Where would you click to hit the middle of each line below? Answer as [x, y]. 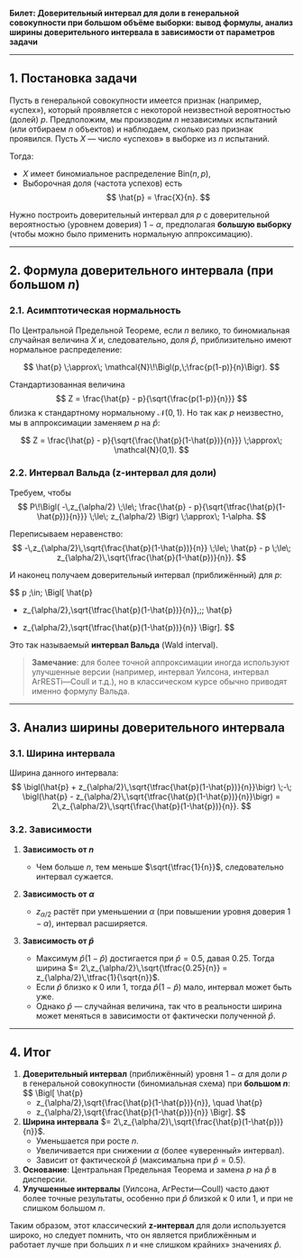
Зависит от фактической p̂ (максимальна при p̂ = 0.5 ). [141, 1160]
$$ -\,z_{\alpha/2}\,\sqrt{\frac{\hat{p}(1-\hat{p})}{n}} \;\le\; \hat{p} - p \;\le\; [151, 547]
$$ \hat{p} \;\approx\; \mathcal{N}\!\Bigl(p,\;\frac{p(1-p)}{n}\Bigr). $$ [151, 367]
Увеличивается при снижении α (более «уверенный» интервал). [160, 1151]
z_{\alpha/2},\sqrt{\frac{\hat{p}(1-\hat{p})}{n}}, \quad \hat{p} [149, 1103]
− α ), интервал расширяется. [92, 923]
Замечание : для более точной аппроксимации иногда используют [161, 662]
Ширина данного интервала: [64, 773]
